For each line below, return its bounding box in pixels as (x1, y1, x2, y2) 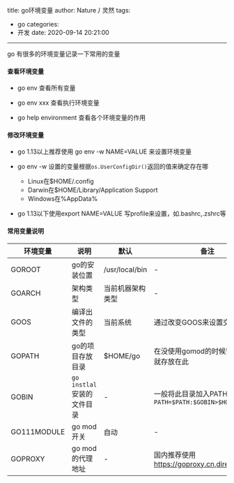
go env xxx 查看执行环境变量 (17, 98, 100, 107)
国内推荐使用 (153, 449, 196, 459)
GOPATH (10, 351, 40, 361)
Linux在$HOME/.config (27, 177, 94, 186)
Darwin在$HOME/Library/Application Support (27, 186, 158, 194)
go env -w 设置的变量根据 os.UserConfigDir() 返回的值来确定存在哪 (17, 163, 209, 171)
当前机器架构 (103, 283, 146, 293)
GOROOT (10, 265, 41, 274)
